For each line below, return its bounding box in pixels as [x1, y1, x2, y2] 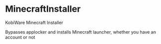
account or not [5, 34, 36, 40]
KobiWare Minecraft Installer [5, 20, 64, 25]
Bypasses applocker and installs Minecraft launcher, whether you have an [5, 29, 157, 35]
